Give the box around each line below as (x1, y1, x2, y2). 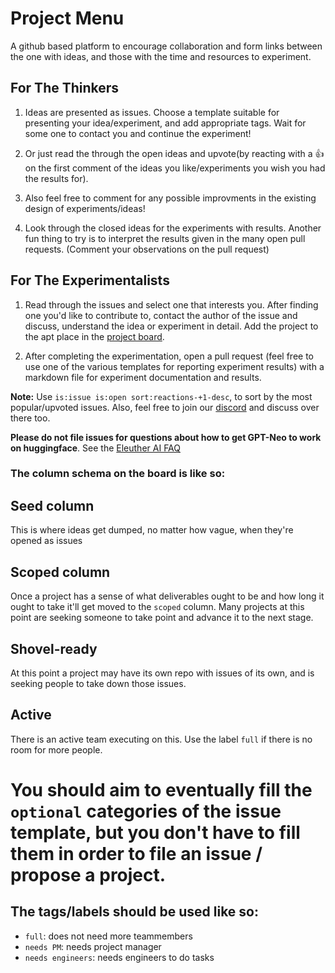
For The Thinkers (10, 80, 120, 97)
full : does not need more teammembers (24, 930, 193, 942)
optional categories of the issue (10, 800, 282, 822)
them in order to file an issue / (10, 842, 263, 865)
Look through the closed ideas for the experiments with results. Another (24, 222, 322, 234)
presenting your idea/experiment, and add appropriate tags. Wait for (24, 117, 307, 129)
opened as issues (10, 535, 83, 547)
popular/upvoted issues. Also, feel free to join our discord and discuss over (10, 401, 320, 413)
